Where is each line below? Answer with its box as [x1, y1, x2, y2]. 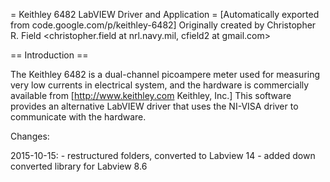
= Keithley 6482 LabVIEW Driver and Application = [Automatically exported [10, 9, 320, 20]
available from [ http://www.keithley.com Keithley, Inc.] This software [10, 90, 292, 101]
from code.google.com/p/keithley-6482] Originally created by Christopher [10, 19, 317, 31]
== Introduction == [10, 49, 89, 61]
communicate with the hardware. [10, 111, 147, 123]
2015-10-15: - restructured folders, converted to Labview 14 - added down [10, 150, 316, 161]
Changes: [10, 130, 50, 142]
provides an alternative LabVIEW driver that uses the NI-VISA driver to [10, 100, 299, 112]
